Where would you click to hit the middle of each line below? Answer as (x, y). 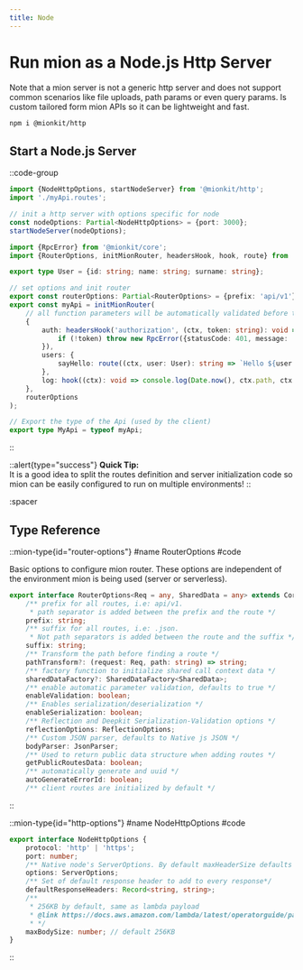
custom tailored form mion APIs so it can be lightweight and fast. (129, 106)
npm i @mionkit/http (48, 123)
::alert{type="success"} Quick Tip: (74, 465)
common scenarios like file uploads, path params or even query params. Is (148, 97)
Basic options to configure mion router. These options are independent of (146, 568)
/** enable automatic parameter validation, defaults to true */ (151, 688)
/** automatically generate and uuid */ (102, 771)
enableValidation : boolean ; (78, 696)
